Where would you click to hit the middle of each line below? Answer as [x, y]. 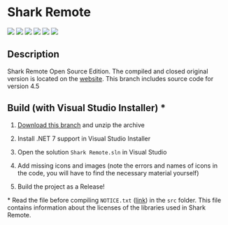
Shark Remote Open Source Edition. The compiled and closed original [108, 71]
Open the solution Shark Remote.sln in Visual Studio [92, 152]
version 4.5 [23, 86]
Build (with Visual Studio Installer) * [86, 108]
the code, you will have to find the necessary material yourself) [108, 173]
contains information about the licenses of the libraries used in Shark [107, 208]
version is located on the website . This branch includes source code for [111, 78]
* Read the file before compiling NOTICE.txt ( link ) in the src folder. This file [114, 200]
